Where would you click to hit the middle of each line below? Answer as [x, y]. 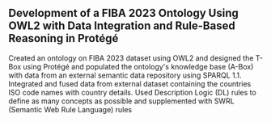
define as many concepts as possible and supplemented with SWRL [121, 101]
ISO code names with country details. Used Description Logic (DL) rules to [132, 92]
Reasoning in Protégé [64, 38]
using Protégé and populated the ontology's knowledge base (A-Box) [138, 66]
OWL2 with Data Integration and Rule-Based [122, 26]
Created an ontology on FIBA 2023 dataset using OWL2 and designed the [131, 58]
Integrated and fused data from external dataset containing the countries [130, 83]
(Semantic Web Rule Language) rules [70, 109]
